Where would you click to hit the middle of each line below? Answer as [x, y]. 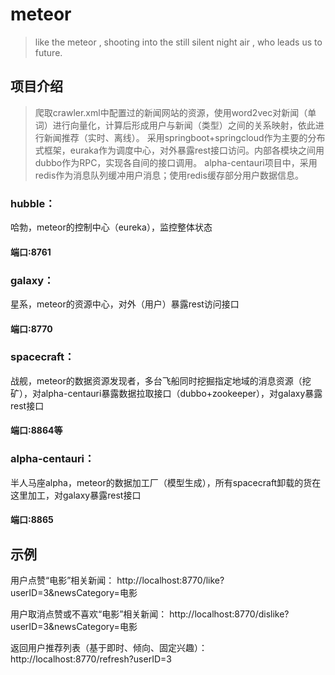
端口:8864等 [36, 430]
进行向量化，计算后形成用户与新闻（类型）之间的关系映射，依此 [184, 125]
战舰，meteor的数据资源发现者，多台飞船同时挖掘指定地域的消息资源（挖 [161, 380]
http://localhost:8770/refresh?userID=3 [91, 659]
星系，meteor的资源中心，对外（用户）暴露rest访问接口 [125, 304]
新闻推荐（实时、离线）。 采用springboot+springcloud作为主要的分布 [184, 137]
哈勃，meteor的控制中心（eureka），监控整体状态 [111, 227]
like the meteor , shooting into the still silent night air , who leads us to [178, 42]
